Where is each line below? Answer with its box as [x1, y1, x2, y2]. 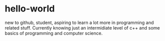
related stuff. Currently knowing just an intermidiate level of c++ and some [5, 24, 160, 30]
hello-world [5, 3, 55, 14]
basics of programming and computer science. [5, 30, 103, 36]
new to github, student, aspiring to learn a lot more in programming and [5, 19, 154, 25]
